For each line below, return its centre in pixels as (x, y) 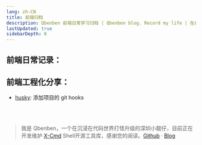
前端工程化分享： (38, 82)
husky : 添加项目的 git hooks (49, 98)
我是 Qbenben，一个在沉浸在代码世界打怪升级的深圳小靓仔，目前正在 (107, 128)
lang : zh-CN (21, 12)
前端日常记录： (34, 60)
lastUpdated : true (29, 28)
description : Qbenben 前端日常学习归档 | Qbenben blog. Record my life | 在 (100, 23)
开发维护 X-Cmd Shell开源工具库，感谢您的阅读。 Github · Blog (98, 136)
